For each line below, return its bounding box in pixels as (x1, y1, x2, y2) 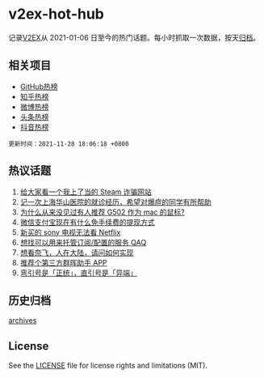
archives (8, 316, 37, 325)
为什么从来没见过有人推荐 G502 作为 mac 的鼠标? (19, 207, 185, 217)
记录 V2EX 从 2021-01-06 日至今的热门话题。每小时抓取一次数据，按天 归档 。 (8, 32, 261, 42)
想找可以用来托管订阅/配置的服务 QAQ (19, 237, 147, 247)
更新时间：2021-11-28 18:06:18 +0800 (8, 139, 129, 148)
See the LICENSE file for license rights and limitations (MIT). (8, 361, 208, 371)
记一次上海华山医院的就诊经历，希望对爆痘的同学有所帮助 (19, 197, 212, 206)
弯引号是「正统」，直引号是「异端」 (19, 268, 137, 278)
